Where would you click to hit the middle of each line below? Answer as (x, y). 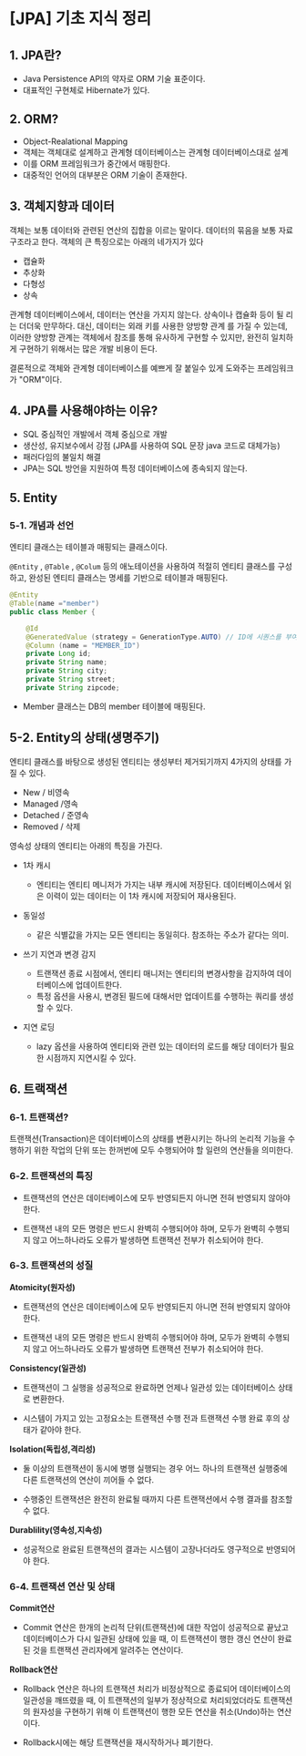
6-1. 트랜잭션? (39, 1117)
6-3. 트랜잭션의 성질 (51, 1266)
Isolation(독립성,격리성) (53, 1449)
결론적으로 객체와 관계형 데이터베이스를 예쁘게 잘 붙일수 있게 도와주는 (132, 368)
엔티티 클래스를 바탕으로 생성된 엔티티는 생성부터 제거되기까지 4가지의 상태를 (146, 761)
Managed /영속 (51, 804)
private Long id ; (59, 654)
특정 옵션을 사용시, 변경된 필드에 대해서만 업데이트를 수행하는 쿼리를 (157, 996)
